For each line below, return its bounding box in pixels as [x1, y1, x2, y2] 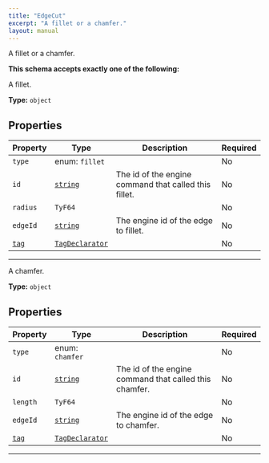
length [12, 398, 38, 406]
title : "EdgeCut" [8, 11, 66, 20]
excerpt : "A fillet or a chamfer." [8, 19, 127, 27]
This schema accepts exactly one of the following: [8, 64, 180, 74]
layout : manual [8, 26, 59, 35]
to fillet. [115, 225, 144, 237]
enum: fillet [54, 156, 106, 167]
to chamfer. [115, 420, 160, 430]
